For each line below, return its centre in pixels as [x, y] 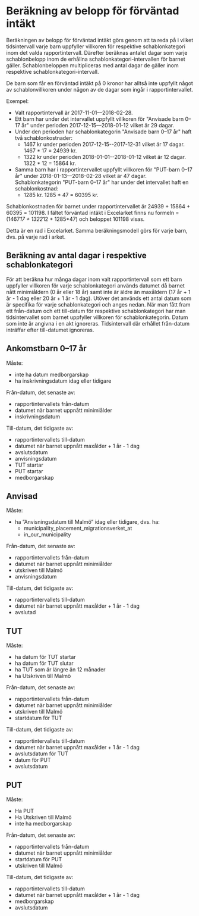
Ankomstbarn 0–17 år [47, 348]
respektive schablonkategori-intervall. [53, 71]
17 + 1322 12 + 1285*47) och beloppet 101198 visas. [82, 219]
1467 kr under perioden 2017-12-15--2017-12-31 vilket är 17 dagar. [104, 144]
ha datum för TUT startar [45, 657]
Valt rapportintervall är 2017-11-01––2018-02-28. [74, 112]
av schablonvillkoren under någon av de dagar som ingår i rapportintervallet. [100, 89]
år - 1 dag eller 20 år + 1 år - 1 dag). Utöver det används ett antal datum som [99, 298]
